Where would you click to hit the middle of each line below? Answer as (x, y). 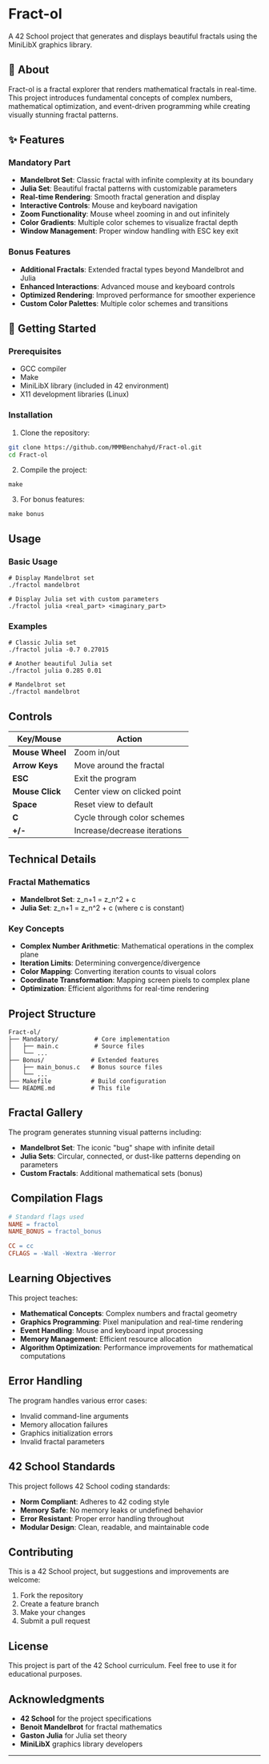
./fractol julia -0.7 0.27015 (59, 650)
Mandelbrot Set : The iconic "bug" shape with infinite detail (117, 1147)
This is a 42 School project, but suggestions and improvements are (119, 1572)
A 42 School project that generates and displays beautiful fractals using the (133, 36)
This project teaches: (43, 1298)
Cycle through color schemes (130, 818)
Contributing (41, 1552)
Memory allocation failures (64, 1424)
